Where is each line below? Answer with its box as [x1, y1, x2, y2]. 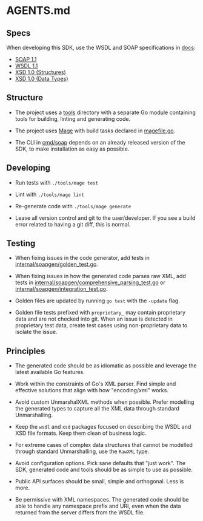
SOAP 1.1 [15, 56, 37, 63]
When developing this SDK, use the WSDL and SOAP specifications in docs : [6, 44, 196, 51]
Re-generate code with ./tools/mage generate [15, 202, 131, 209]
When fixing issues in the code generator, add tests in [15, 254, 150, 262]
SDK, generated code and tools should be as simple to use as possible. [15, 466, 193, 474]
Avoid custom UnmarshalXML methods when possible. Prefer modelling [15, 398, 195, 406]
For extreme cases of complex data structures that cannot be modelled [15, 441, 193, 449]
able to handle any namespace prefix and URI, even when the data [15, 502, 181, 510]
